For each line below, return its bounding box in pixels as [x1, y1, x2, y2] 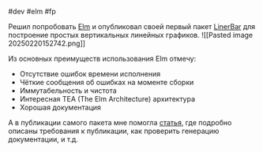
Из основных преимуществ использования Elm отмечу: [8, 54, 197, 63]
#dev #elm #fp [8, 7, 57, 16]
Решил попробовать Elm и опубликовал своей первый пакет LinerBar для [8, 22, 256, 31]
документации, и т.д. [8, 135, 79, 144]
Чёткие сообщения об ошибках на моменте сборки [19, 78, 194, 87]
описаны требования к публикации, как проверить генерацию [8, 126, 220, 135]
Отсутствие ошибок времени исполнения [19, 69, 160, 78]
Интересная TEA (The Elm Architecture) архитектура [19, 95, 196, 103]
